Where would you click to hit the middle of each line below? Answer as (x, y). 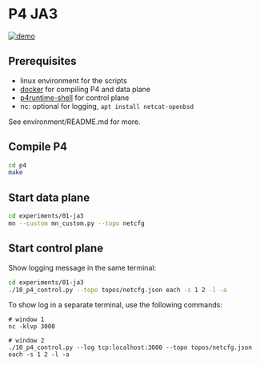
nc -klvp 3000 (32, 327)
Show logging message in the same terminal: (82, 267)
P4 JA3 (33, 14)
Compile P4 (38, 147)
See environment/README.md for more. (75, 122)
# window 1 (26, 320)
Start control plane (56, 249)
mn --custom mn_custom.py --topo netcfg (77, 223)
